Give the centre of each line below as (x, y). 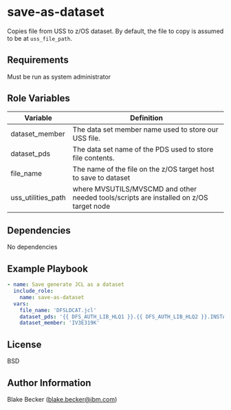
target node (91, 206)
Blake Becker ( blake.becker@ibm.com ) (62, 399)
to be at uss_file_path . (40, 38)
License (24, 344)
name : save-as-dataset (52, 297)
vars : (21, 304)
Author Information (49, 383)
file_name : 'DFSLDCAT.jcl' (58, 310)
